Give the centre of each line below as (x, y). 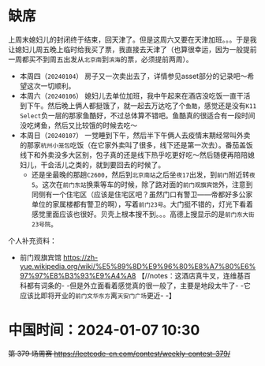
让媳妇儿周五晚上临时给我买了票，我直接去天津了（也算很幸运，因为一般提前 (132, 49)
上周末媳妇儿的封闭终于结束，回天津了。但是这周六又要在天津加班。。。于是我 (132, 39)
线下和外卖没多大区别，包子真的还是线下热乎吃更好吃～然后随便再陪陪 (134, 155)
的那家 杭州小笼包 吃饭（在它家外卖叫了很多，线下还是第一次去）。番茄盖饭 (136, 145)
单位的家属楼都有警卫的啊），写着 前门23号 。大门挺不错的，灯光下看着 (142, 204)
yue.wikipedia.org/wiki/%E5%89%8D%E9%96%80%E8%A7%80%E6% (138, 266)
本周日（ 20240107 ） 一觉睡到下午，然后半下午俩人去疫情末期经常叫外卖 (135, 135)
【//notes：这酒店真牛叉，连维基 (191, 275)
